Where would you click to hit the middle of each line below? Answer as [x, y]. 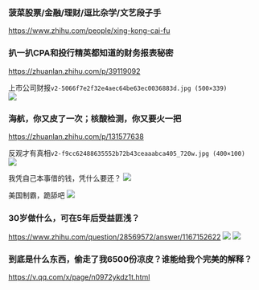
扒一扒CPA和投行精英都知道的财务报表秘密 [91, 53]
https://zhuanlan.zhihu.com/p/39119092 [74, 71]
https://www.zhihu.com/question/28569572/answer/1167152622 [115, 237]
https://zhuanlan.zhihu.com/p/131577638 [76, 136]
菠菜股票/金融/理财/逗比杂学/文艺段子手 [85, 12]
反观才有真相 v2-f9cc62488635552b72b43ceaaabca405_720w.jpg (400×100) [127, 153]
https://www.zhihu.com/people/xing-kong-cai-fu [89, 31]
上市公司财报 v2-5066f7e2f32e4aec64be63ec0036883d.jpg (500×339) [118, 88]
